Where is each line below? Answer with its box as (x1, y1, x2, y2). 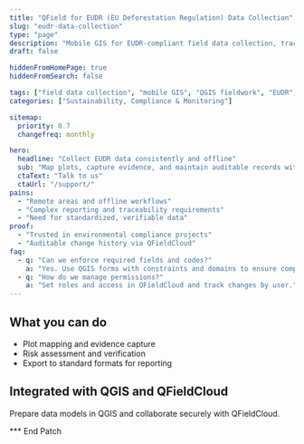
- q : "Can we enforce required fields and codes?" (17, 256, 213, 265)
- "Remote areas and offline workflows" (17, 197, 172, 206)
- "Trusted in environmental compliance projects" (17, 230, 213, 240)
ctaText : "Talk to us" (17, 171, 103, 180)
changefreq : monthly (17, 130, 95, 139)
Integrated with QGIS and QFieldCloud (9, 384, 229, 400)
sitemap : (9, 112, 43, 122)
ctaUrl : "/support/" (17, 179, 95, 188)
